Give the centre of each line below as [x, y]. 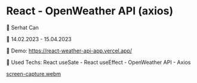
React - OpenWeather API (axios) [90, 11]
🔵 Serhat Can [22, 27]
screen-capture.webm [34, 73]
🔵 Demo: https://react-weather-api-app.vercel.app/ [69, 50]
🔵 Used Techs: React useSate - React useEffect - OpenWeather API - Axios [98, 62]
